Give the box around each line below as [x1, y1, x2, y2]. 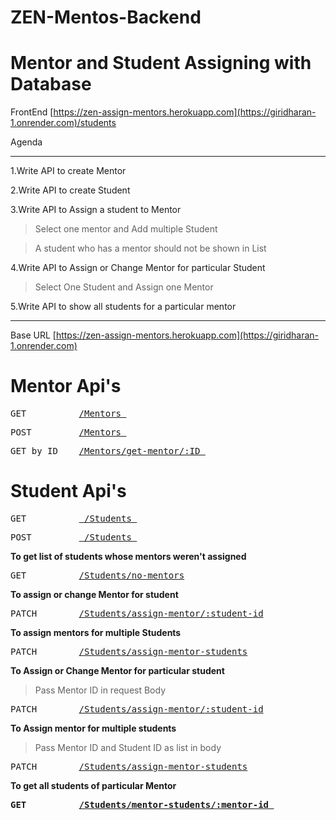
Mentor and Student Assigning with [10, 52, 312, 75]
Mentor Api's [10, 375, 122, 398]
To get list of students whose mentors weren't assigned [10, 551, 247, 562]
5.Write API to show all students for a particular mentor [10, 301, 237, 313]
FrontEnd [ [10, 106, 54, 118]
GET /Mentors [10, 408, 122, 420]
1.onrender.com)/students [10, 117, 117, 129]
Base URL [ [10, 329, 57, 341]
